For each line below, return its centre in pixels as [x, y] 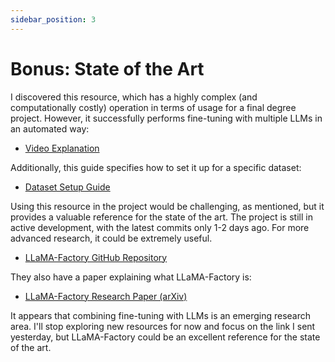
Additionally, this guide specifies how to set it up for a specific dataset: [156, 167]
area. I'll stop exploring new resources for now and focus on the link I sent [163, 326]
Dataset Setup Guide [67, 187]
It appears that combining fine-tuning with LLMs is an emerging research [161, 315]
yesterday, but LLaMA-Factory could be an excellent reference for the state [165, 337]
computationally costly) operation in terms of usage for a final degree [153, 107]
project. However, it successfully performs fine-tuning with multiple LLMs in [166, 118]
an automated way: [50, 128]
